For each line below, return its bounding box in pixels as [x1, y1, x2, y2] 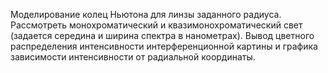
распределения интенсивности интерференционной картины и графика [10, 40, 318, 52]
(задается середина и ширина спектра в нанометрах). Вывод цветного [10, 30, 315, 41]
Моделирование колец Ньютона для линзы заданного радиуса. [10, 9, 282, 20]
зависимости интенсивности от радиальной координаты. [10, 51, 256, 63]
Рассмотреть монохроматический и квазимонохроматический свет [10, 19, 303, 31]
